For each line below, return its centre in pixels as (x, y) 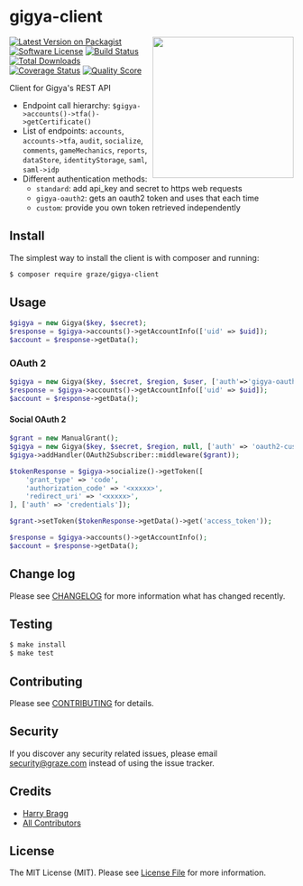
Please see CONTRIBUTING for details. (82, 703)
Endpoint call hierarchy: (66, 105)
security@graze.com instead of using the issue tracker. (112, 763)
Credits (31, 792)
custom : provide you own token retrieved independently (138, 207)
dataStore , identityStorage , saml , (85, 159)
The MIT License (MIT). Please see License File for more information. (138, 872)
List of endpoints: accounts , (73, 131)
